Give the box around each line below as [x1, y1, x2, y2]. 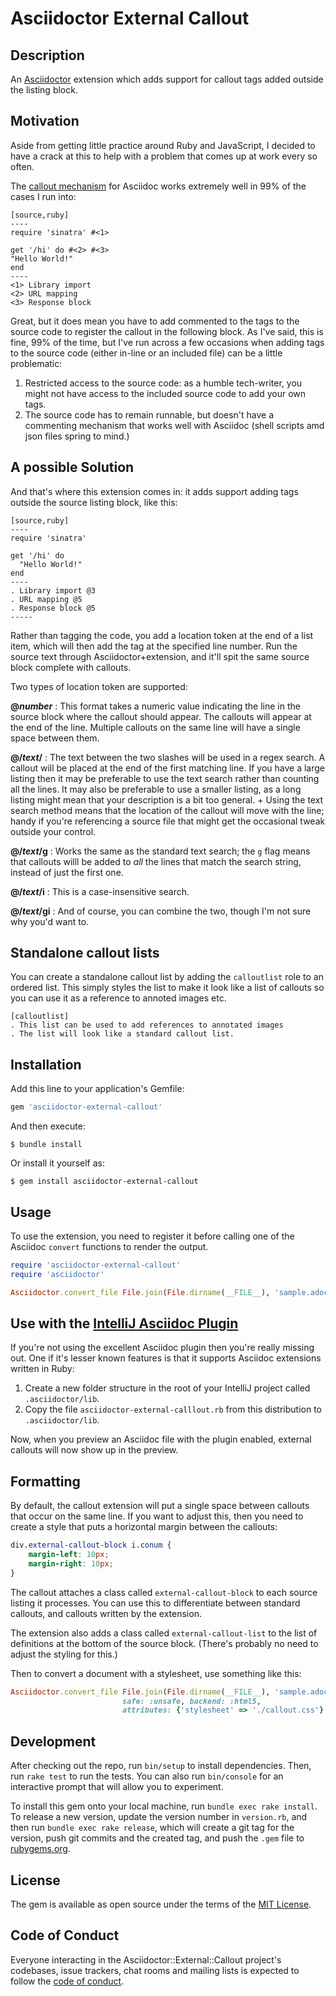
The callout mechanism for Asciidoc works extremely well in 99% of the [10, 180, 307, 192]
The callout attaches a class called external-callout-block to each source [10, 1586, 318, 1598]
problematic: [10, 357, 63, 369]
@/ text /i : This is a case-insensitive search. [10, 885, 190, 897]
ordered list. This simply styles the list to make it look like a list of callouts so [10, 982, 325, 994]
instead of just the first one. [10, 866, 124, 878]
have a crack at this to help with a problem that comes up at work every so [10, 150, 318, 162]
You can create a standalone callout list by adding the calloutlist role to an [10, 971, 324, 983]
